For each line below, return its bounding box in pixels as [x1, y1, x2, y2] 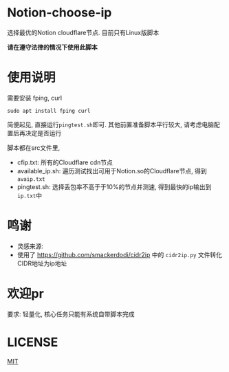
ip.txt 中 [17, 191, 43, 199]
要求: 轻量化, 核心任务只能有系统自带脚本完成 [7, 309, 135, 318]
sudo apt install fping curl [7, 107, 91, 114]
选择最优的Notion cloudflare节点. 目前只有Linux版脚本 [7, 28, 160, 36]
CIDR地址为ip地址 [17, 259, 67, 267]
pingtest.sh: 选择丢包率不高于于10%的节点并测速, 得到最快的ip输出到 [17, 182, 212, 190]
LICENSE [7, 334, 58, 350]
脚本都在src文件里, [7, 143, 61, 152]
